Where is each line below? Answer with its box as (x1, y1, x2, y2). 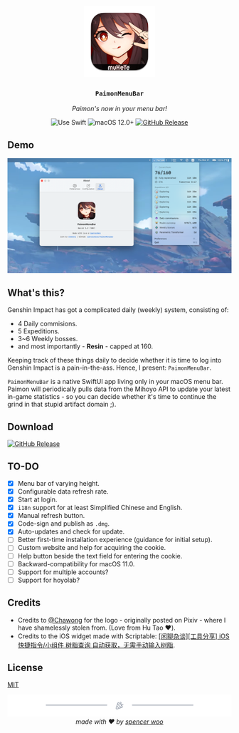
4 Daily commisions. (17, 319, 78, 328)
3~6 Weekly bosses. (17, 335, 78, 343)
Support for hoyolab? (17, 576, 80, 584)
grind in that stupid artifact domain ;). (7, 400, 117, 409)
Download (7, 420, 53, 432)
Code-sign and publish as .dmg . (17, 519, 110, 528)
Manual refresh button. (17, 511, 85, 520)
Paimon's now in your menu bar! (72, 105, 167, 113)
